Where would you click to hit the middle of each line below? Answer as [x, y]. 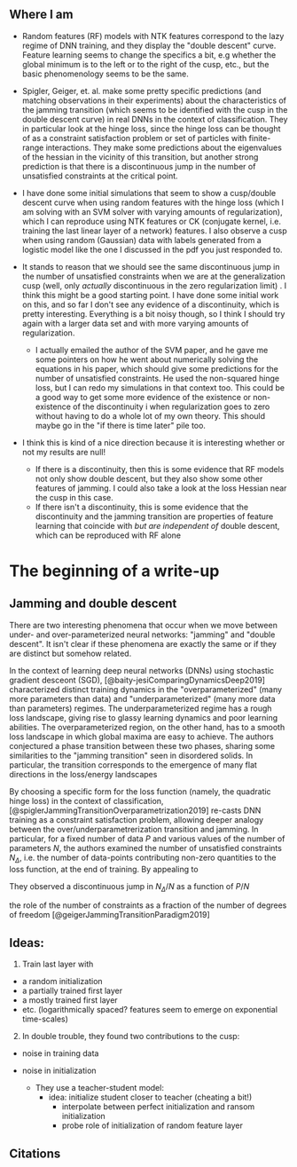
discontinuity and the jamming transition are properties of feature [154, 516]
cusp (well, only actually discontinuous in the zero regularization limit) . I [154, 285]
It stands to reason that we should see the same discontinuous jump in [151, 266]
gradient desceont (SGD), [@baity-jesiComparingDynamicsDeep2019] [137, 680]
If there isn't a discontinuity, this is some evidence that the [142, 507]
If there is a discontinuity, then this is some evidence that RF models [160, 469]
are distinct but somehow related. [70, 653]
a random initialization [63, 982]
